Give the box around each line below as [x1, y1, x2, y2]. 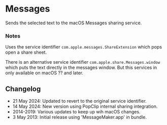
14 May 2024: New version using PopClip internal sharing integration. [12, 103, 158, 109]
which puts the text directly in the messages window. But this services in [5, 64, 157, 71]
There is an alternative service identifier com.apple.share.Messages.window [5, 59, 160, 65]
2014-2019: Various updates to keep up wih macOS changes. [12, 109, 141, 115]
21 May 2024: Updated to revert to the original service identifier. [12, 98, 147, 104]
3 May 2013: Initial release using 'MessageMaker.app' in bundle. [12, 114, 147, 120]
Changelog [5, 85, 41, 93]
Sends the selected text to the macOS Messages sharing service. [5, 20, 142, 26]
